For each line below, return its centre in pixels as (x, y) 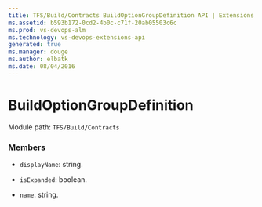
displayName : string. (51, 164)
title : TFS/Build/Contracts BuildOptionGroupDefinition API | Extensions (131, 15)
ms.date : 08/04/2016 (42, 67)
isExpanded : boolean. (53, 179)
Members (27, 147)
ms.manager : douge (38, 52)
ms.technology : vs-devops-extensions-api (77, 37)
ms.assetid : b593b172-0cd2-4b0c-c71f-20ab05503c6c (93, 23)
